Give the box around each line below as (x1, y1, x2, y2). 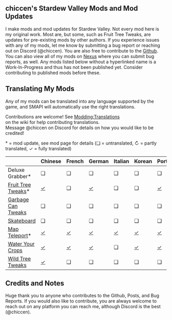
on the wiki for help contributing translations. (5, 119, 100, 125)
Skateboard (8, 217, 36, 224)
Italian (113, 157, 130, 165)
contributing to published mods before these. (5, 69, 101, 76)
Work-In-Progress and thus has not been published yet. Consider (5, 64, 143, 70)
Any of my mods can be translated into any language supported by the (5, 98, 155, 104)
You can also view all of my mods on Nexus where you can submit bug (5, 53, 155, 59)
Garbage (8, 195, 29, 203)
